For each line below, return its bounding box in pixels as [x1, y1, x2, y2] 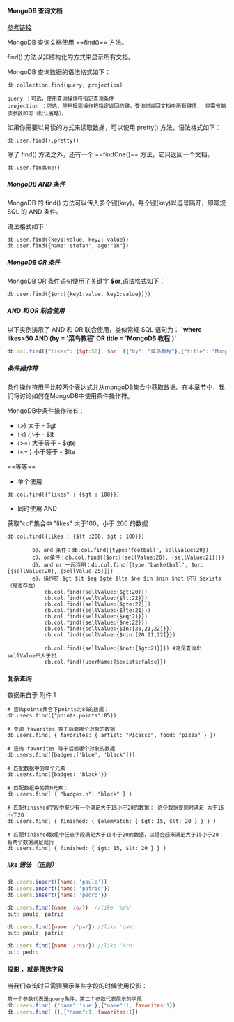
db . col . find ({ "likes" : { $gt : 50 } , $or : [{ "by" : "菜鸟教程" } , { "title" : [7, 348, 210, 356]
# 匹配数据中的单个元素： [7, 765, 71, 772]
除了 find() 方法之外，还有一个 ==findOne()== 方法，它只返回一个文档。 [7, 150, 214, 159]
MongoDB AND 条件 [7, 180, 66, 188]
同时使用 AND [17, 504, 58, 513]
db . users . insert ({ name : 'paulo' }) [7, 879, 108, 886]
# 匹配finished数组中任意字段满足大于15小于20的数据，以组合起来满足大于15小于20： [7, 831, 224, 838]
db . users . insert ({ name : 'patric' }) [7, 885, 111, 892]
